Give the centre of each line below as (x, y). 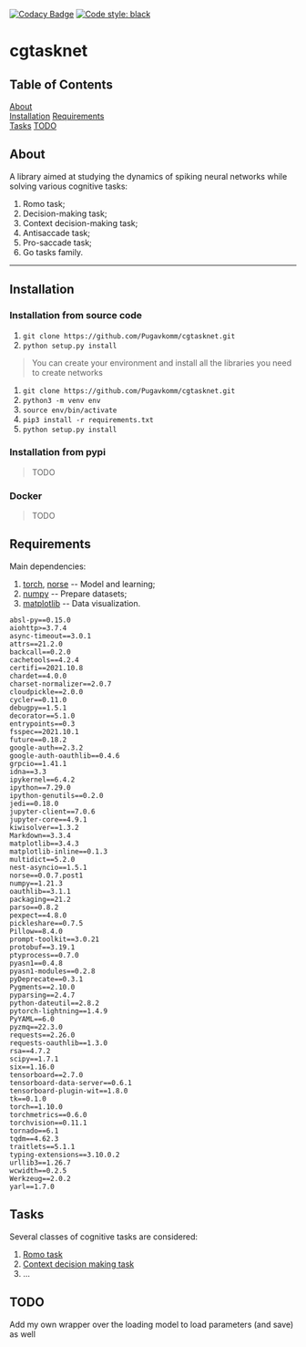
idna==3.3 (28, 772)
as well (23, 1334)
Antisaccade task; (56, 233)
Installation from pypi (58, 452)
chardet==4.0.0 (38, 676)
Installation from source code (76, 316)
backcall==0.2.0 (40, 652)
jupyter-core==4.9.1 (49, 819)
